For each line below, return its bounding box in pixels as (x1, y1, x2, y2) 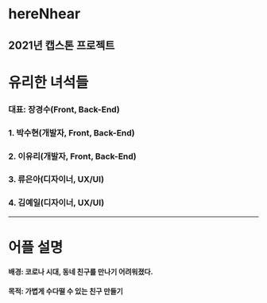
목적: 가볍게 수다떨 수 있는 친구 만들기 (8, 286, 123, 296)
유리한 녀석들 (8, 73, 89, 92)
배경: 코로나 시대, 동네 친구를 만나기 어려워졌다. (8, 266, 153, 276)
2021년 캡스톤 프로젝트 (8, 38, 115, 52)
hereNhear (8, 5, 81, 23)
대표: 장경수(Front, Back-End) (8, 104, 121, 115)
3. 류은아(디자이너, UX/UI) (8, 174, 105, 185)
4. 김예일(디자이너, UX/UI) (8, 197, 105, 208)
